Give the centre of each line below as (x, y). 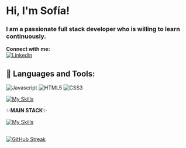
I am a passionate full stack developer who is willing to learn (93, 29)
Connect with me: (28, 49)
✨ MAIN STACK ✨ (27, 111)
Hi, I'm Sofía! (38, 11)
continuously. (26, 36)
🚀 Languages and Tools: (51, 73)
